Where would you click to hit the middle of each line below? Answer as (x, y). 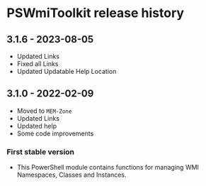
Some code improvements (55, 133)
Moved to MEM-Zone (44, 111)
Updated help (37, 126)
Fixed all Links (38, 64)
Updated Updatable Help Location (67, 71)
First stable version (41, 152)
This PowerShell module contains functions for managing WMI (108, 168)
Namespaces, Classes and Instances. (71, 175)
